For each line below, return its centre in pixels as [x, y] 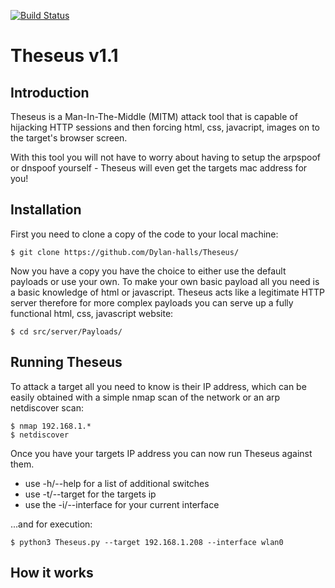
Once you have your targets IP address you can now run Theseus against [161, 453]
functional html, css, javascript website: [92, 313]
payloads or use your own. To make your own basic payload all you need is [165, 281]
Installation [46, 210]
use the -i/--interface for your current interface [122, 504]
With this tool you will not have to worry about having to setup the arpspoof [165, 157]
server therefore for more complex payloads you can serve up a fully [152, 302]
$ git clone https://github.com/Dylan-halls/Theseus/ [125, 252]
